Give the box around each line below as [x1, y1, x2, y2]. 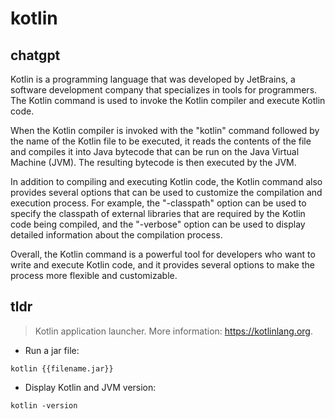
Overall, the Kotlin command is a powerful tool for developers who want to [10, 248, 316, 260]
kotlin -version [10, 400, 78, 411]
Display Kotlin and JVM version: [24, 381, 157, 393]
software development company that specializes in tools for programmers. [10, 84, 318, 96]
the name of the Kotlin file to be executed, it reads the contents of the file [10, 135, 312, 147]
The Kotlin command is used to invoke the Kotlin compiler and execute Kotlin [10, 95, 326, 106]
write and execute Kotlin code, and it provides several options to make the [10, 259, 315, 271]
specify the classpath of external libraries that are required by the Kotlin [10, 208, 306, 219]
